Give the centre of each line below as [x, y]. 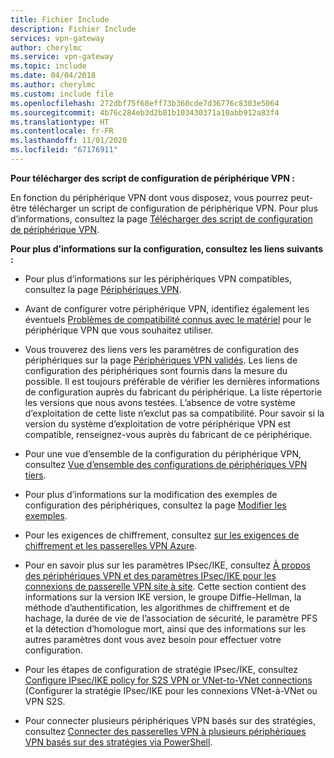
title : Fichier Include [60, 19]
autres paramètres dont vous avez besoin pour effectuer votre [153, 639]
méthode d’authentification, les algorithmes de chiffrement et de [157, 607]
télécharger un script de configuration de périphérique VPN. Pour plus [173, 208]
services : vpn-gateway [57, 38]
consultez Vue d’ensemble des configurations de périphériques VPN [166, 464]
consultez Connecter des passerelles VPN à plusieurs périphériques [165, 731]
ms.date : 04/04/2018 [53, 76]
